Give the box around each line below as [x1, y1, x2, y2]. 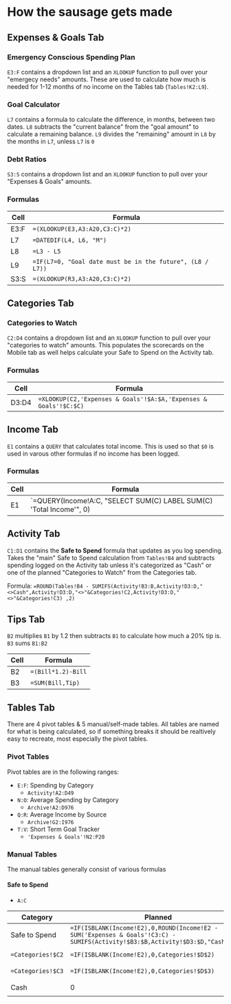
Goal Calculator [7, 99, 60, 109]
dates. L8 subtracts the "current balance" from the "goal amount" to [7, 123, 199, 131]
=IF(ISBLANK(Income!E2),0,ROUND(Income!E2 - [69, 924, 219, 932]
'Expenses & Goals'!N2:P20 [27, 833, 105, 841]
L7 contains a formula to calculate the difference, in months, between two [7, 115, 215, 124]
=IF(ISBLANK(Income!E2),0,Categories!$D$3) [69, 967, 215, 975]
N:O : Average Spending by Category [16, 795, 119, 803]
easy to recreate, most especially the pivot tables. [7, 735, 148, 743]
